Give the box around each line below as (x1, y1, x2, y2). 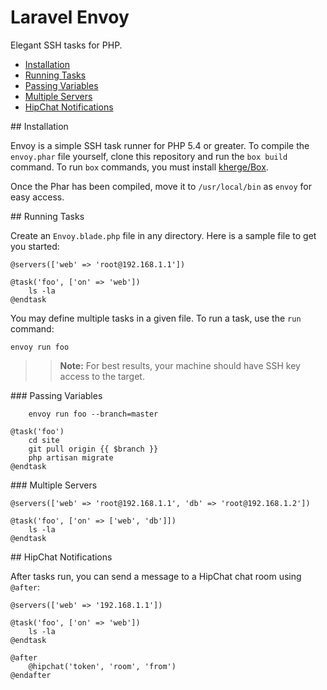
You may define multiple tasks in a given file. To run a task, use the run (10, 312, 302, 324)
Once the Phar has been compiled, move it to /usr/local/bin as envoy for (10, 180, 312, 192)
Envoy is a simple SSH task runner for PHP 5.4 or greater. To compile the (10, 139, 310, 151)
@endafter (10, 670, 52, 680)
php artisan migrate (28, 452, 114, 463)
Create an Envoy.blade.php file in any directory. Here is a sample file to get (10, 229, 317, 241)
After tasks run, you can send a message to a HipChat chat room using (10, 570, 302, 582)
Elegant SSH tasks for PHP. (10, 39, 123, 51)
